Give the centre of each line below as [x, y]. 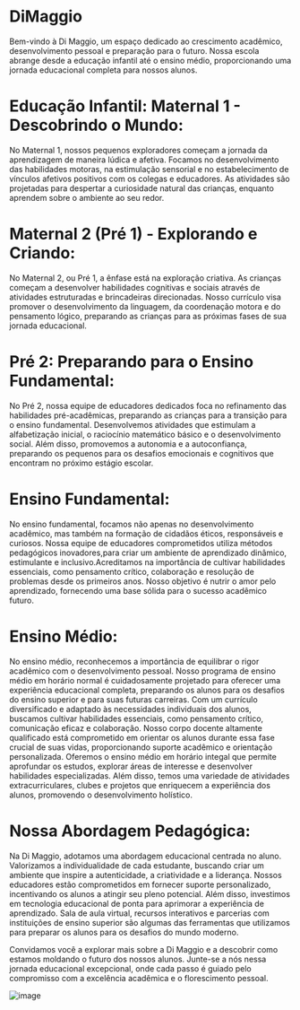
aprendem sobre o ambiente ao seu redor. [87, 197]
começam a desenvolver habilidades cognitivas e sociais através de [135, 287]
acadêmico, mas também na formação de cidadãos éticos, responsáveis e [146, 533]
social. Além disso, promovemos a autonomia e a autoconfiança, [129, 444]
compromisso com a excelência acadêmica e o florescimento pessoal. [139, 978]
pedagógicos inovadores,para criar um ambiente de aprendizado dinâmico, [148, 553]
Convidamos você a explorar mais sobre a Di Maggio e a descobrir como [144, 949]
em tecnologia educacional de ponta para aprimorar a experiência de [137, 903]
